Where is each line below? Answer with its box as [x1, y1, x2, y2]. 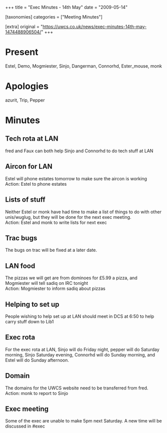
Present [5, 47, 38, 58]
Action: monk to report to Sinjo [5, 390, 68, 396]
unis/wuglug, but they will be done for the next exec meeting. [5, 214, 131, 220]
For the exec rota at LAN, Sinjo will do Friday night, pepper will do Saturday [5, 346, 160, 352]
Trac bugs [5, 234, 37, 242]
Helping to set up [5, 300, 59, 308]
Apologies [5, 81, 49, 92]
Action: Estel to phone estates [5, 181, 67, 187]
